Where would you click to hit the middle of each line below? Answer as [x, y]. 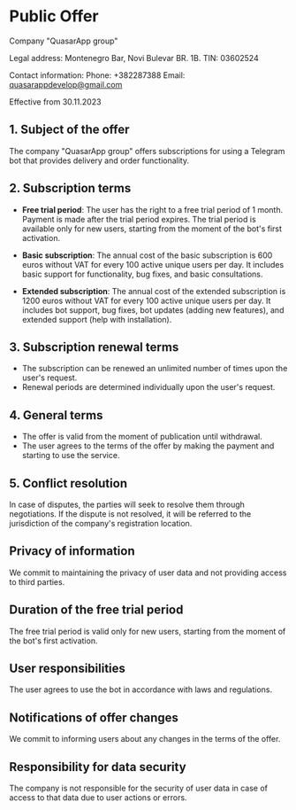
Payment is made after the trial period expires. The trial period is [139, 219]
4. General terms [56, 415]
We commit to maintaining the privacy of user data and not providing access [148, 572]
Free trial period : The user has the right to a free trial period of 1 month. [152, 209]
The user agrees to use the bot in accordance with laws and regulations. [140, 689]
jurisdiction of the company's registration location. [101, 523]
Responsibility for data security [98, 767]
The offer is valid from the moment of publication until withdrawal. [142, 437]
